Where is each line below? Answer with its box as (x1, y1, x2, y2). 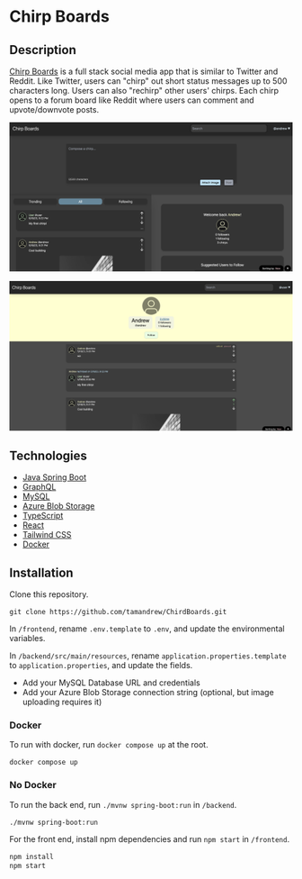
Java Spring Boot (22, 472, 87, 483)
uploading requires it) (22, 696, 102, 708)
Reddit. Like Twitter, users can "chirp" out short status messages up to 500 (9, 76, 288, 86)
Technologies (9, 448, 88, 463)
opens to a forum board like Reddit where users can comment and (9, 95, 254, 105)
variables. (9, 633, 46, 644)
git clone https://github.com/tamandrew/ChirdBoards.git (9, 608, 227, 617)
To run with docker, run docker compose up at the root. (9, 739, 209, 750)
